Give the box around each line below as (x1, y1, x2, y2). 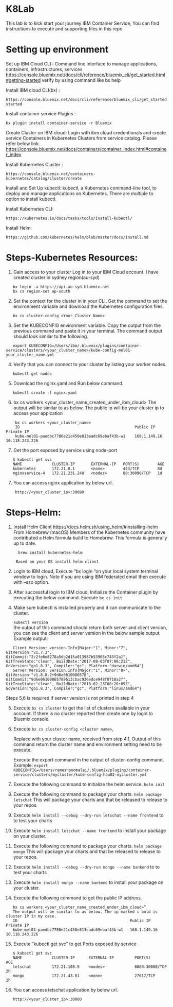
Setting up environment (6, 44, 109, 56)
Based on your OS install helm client (15, 559, 99, 564)
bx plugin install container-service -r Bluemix (6, 120, 112, 126)
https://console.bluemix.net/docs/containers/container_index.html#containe (6, 146, 167, 152)
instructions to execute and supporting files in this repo (6, 25, 123, 31)
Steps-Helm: (6, 507, 61, 518)
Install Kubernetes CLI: (6, 205, 54, 212)
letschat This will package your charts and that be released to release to (13, 796, 168, 803)
